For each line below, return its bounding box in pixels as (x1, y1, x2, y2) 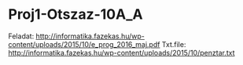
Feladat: (8, 31, 35, 41)
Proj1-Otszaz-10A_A (8, 5, 143, 23)
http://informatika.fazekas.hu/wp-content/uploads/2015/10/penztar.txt (8, 48, 235, 57)
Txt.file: (161, 39, 186, 49)
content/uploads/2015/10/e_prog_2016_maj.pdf (8, 39, 160, 49)
